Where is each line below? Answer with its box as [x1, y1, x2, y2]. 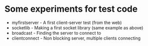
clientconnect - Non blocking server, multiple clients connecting [11, 35, 141, 41]
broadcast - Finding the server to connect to [11, 30, 101, 36]
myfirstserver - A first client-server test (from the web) [11, 20, 122, 25]
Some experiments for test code [4, 3, 138, 15]
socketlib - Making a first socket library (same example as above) [11, 24, 144, 30]
